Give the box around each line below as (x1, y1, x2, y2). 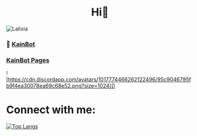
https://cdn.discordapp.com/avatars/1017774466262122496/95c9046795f (8, 76, 192, 83)
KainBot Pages (6, 56, 49, 64)
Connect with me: (6, 103, 96, 117)
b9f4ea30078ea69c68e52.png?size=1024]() (6, 82, 115, 89)
